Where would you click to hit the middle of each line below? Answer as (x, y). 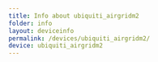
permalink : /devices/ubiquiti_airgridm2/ (79, 38)
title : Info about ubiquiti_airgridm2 (74, 16)
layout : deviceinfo (41, 31)
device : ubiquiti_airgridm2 (56, 46)
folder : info (30, 23)
